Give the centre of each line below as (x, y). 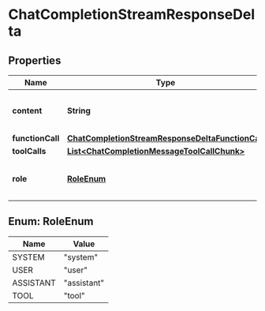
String (78, 111)
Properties (35, 60)
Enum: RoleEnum (51, 221)
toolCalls (29, 151)
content (27, 111)
